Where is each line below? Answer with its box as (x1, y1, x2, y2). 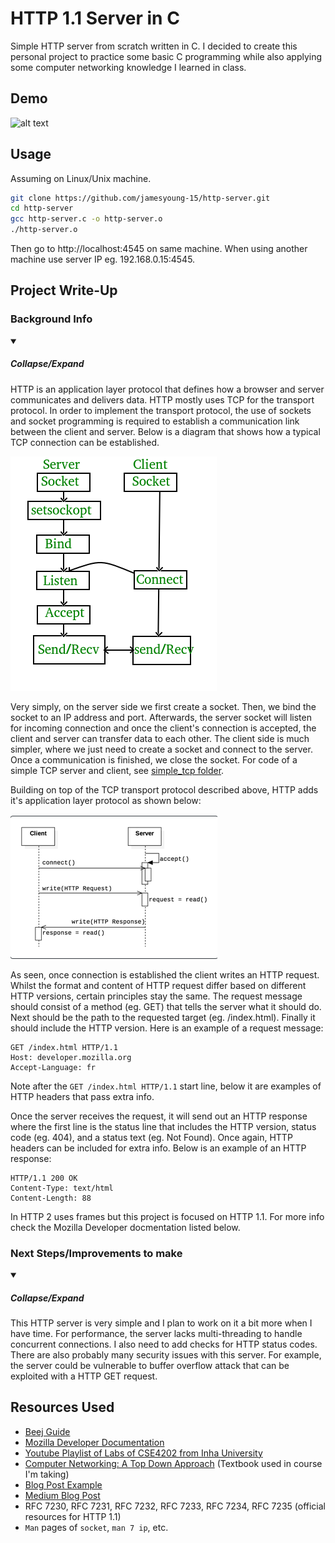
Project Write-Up (10, 282, 118, 299)
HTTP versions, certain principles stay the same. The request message (10, 990, 303, 1002)
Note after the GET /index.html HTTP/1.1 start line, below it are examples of (10, 1080, 322, 1092)
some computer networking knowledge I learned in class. (10, 61, 247, 73)
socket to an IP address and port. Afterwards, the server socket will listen (10, 711, 312, 723)
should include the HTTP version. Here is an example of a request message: (10, 1022, 324, 1034)
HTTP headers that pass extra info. (10, 1090, 155, 1102)
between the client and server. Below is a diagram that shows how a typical (10, 425, 321, 437)
